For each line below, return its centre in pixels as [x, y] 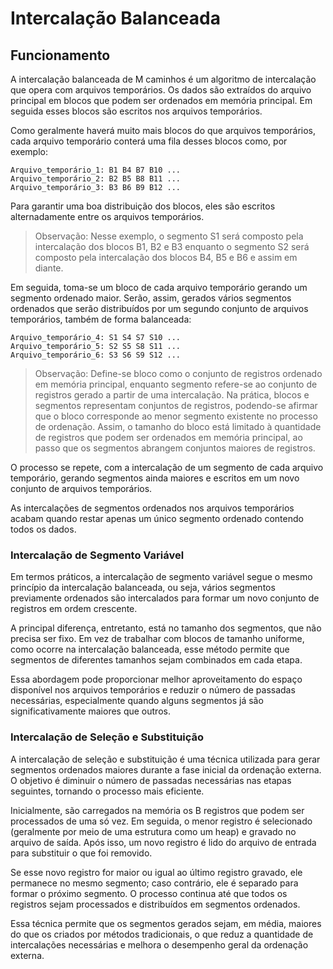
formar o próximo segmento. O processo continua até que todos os [149, 893]
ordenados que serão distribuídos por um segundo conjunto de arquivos [159, 308]
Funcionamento [60, 55]
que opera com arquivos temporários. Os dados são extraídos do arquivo [161, 90]
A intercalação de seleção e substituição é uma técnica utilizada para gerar [165, 759]
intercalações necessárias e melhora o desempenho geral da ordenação [159, 944]
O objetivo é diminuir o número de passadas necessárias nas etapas [151, 780]
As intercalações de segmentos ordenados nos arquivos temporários [152, 508]
